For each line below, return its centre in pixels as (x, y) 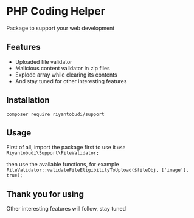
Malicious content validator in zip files (63, 68)
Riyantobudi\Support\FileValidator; (53, 153)
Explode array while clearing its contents (66, 75)
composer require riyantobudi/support (55, 114)
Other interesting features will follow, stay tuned (66, 209)
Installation (28, 100)
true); (15, 175)
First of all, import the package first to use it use (66, 148)
